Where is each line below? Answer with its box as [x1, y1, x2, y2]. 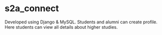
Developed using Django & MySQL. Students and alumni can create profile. [4, 19, 158, 25]
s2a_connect [4, 3, 59, 14]
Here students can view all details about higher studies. [4, 24, 118, 30]
